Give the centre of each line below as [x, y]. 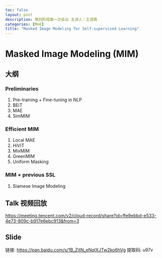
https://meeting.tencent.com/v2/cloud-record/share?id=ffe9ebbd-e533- [81, 216]
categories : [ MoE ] [25, 24]
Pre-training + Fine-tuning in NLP [47, 100]
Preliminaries [22, 88]
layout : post [19, 15]
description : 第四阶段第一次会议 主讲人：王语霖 [51, 19]
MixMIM [21, 151]
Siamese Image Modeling [39, 186]
